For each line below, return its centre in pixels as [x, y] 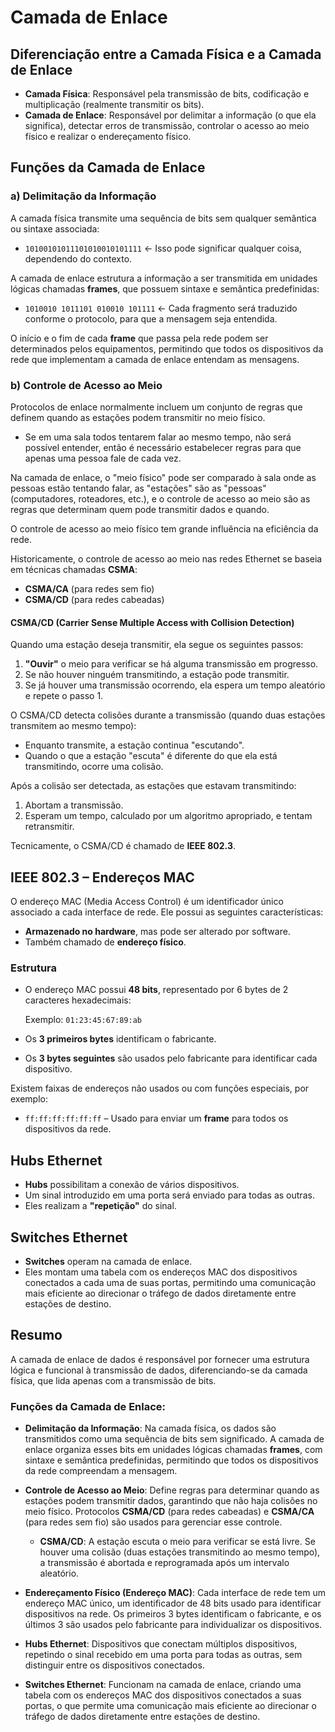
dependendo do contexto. [78, 258]
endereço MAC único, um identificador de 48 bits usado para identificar [173, 1603]
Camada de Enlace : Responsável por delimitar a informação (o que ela [170, 115]
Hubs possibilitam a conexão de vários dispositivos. [132, 1185]
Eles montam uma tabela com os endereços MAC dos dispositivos [161, 1272]
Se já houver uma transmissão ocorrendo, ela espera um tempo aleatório [175, 685]
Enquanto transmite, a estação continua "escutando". [134, 745]
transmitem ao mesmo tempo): [73, 726]
